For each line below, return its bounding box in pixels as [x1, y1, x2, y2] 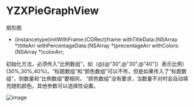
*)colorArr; [38, 48, 64, 55]
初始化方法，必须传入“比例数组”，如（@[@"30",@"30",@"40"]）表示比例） [6, 60, 188, 67]
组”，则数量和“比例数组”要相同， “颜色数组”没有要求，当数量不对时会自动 [6, 75, 183, 82]
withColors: [151, 42, 180, 49]
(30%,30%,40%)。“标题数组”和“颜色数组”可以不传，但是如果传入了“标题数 [6, 67, 187, 74]
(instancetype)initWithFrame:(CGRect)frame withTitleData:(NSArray [14, 36, 178, 43]
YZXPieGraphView [6, 4, 99, 18]
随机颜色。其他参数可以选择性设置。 [11, 82, 98, 89]
